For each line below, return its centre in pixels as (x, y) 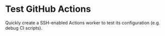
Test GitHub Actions (48, 9)
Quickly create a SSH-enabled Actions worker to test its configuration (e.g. (83, 23)
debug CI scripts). (24, 28)
